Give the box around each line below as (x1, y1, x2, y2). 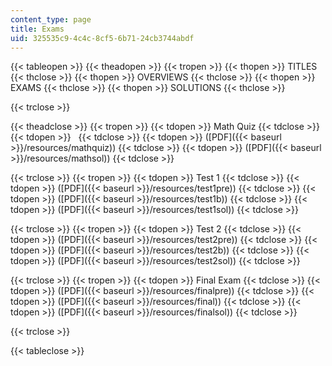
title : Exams (10, 24, 65, 34)
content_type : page (10, 14, 92, 25)
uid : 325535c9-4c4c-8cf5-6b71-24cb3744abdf (10, 33, 195, 43)
